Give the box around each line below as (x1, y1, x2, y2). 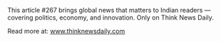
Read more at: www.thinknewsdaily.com (7, 27, 125, 35)
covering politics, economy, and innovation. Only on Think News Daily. (7, 13, 214, 22)
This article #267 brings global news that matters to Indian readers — (7, 6, 212, 14)
